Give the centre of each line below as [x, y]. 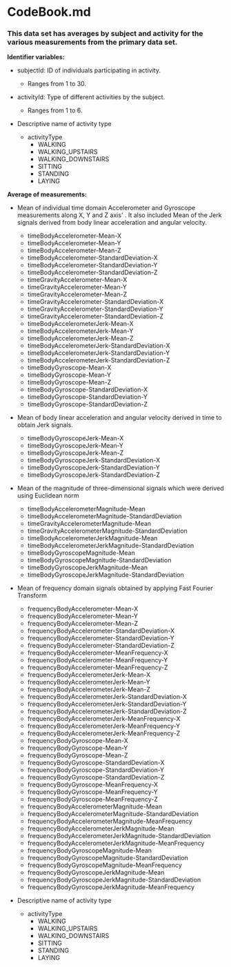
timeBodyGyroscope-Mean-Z [69, 383]
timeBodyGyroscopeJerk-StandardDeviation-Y [93, 468]
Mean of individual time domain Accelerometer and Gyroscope [106, 208]
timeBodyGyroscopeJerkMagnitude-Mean [88, 568]
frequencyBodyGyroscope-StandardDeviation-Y [96, 770]
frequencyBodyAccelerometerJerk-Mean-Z [89, 689]
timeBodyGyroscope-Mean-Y [69, 375]
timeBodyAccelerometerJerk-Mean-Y [80, 331]
